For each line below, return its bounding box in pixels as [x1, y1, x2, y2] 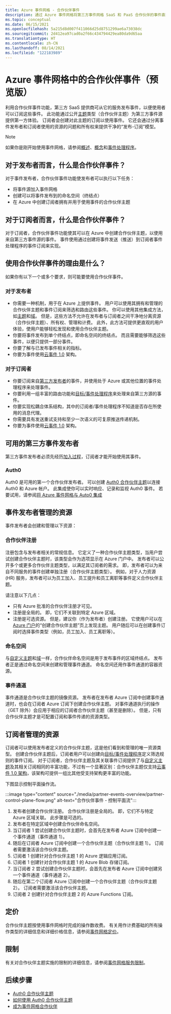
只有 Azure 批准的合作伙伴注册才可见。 [12, 603, 95, 609]
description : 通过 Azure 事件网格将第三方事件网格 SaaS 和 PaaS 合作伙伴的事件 [5, 12, 162, 17]
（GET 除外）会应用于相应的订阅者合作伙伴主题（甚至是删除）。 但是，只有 [5, 707, 162, 713]
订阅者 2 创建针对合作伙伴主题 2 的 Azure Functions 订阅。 [12, 891, 136, 897]
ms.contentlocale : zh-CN [5, 41, 58, 46]
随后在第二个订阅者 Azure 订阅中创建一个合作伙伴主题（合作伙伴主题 [12, 879, 157, 885]
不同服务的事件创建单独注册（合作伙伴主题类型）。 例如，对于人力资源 [9, 568, 156, 574]
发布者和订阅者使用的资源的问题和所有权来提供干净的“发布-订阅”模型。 [9, 124, 159, 130]
